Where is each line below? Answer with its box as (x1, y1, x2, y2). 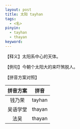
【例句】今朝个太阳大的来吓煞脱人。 (5, 64, 78, 69)
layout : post (5, 7, 32, 12)
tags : (5, 16, 16, 21)
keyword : (5, 39, 23, 44)
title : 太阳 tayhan (5, 12, 43, 17)
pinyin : (5, 26, 21, 31)
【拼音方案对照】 (5, 74, 40, 80)
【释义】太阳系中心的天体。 (5, 53, 61, 59)
